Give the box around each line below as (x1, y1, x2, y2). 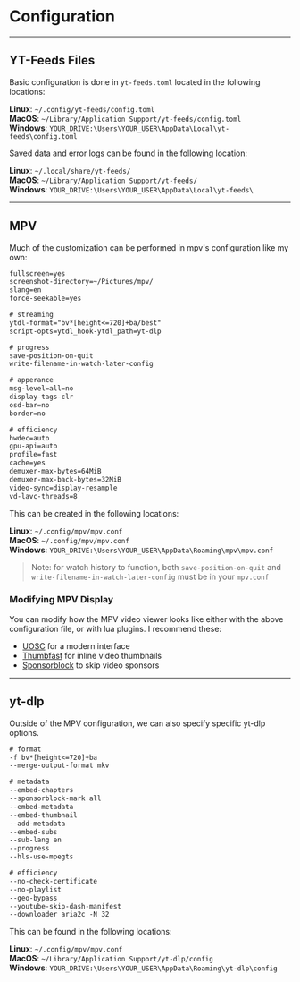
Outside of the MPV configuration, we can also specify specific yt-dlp (9, 718, 266, 729)
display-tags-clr (9, 392, 74, 402)
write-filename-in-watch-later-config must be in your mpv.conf (30, 571, 270, 582)
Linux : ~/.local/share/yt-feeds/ (9, 165, 131, 175)
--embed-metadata (9, 802, 74, 811)
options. (9, 727, 40, 738)
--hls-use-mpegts (9, 852, 74, 861)
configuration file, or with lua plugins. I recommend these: (9, 623, 221, 634)
